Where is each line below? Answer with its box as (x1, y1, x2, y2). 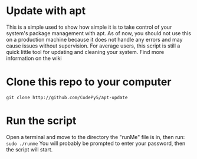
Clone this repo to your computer (6, 75, 172, 89)
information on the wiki (6, 55, 62, 62)
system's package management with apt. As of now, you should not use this (6, 29, 192, 36)
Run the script (6, 114, 77, 127)
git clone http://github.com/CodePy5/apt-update (6, 94, 128, 100)
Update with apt (6, 4, 86, 18)
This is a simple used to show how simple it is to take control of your (6, 23, 172, 31)
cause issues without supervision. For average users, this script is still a (6, 42, 180, 49)
